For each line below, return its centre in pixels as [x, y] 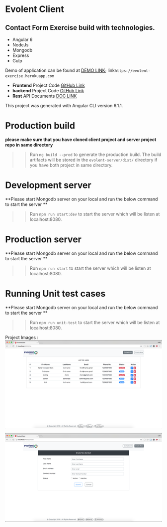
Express [21, 55]
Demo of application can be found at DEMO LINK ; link [60, 70]
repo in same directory [29, 145]
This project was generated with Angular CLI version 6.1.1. [64, 105]
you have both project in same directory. [71, 165]
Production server [43, 240]
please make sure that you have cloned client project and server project [81, 139]
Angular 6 [22, 39]
